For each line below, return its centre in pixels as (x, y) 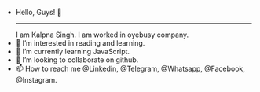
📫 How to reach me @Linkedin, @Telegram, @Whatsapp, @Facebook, (130, 68)
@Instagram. (36, 80)
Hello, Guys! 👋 (38, 12)
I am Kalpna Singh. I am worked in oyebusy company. (102, 35)
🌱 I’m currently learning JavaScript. (73, 52)
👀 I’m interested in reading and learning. (80, 43)
